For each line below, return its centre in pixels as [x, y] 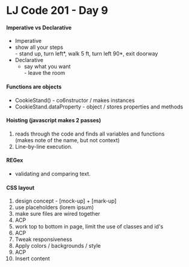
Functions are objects [34, 86]
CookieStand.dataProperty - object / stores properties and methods [99, 107]
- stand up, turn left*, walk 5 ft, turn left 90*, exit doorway [86, 54]
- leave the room [45, 73]
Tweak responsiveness [43, 239]
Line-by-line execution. [44, 146]
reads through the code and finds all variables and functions [90, 134]
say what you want [47, 66]
